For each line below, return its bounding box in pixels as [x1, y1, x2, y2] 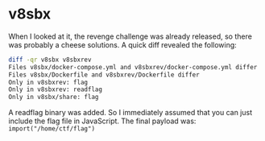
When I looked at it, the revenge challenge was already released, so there [8, 31, 252, 41]
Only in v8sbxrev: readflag [8, 85, 103, 93]
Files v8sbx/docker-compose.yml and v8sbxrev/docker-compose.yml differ [8, 63, 258, 71]
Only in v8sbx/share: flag [8, 93, 99, 102]
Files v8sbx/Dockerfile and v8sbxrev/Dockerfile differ [8, 70, 200, 79]
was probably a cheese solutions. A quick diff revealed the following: [8, 39, 238, 49]
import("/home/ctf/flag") [8, 125, 95, 133]
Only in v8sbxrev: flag [8, 78, 89, 86]
